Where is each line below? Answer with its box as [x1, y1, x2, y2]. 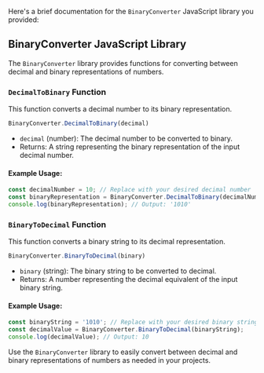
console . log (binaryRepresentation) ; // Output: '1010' [8, 200, 192, 208]
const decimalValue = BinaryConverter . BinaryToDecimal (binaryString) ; [8, 326, 244, 334]
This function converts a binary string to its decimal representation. [8, 237, 226, 247]
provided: [8, 15, 39, 24]
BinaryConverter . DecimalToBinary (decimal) [8, 119, 149, 128]
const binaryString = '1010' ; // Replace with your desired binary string [8, 318, 258, 327]
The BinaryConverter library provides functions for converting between [8, 58, 238, 68]
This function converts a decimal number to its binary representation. [8, 104, 233, 114]
